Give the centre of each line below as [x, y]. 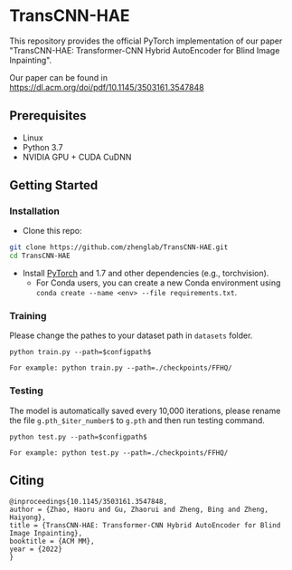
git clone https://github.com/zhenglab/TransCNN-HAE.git [119, 247]
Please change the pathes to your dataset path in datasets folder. [131, 335]
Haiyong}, [28, 517]
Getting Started [54, 185]
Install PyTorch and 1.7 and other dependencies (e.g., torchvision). [146, 274]
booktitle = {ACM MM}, [52, 541]
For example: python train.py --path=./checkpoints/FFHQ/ [121, 368]
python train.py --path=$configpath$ [80, 353]
